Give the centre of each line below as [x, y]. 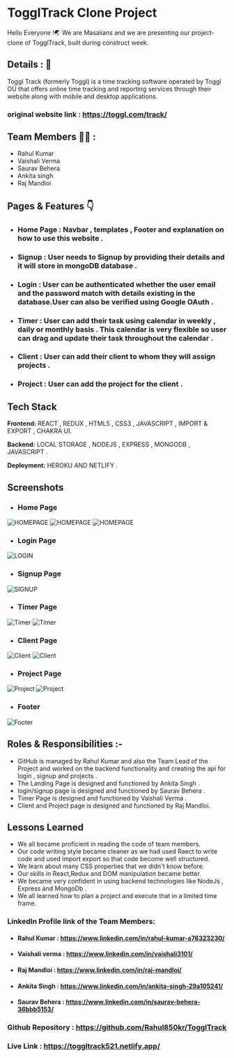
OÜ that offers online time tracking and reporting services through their [109, 89]
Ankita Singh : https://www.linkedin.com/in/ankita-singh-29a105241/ [120, 986]
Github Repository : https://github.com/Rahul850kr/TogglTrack [117, 1027]
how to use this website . [60, 238]
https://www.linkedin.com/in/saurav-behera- [133, 1002]
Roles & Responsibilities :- [65, 744]
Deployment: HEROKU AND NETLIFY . [63, 465]
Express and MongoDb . [52, 888]
